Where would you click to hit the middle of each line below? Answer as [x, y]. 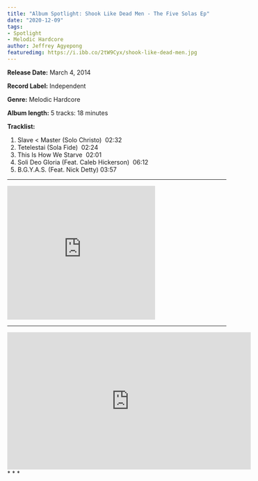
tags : [15, 26]
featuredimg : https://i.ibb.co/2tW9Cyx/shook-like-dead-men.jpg [102, 53]
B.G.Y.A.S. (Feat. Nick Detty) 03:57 [67, 169]
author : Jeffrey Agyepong [45, 46]
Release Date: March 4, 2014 [49, 72]
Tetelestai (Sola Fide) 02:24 [58, 147]
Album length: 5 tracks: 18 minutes [58, 113]
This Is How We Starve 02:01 [59, 155]
